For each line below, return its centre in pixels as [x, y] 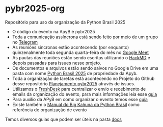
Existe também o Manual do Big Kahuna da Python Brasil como [76, 104]
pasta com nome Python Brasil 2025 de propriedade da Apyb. [75, 73]
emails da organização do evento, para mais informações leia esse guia [84, 94]
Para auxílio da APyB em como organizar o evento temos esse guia [80, 99]
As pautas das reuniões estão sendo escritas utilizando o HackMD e [81, 57]
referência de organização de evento [50, 110]
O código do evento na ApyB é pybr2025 [54, 31]
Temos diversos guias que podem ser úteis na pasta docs [63, 119]
